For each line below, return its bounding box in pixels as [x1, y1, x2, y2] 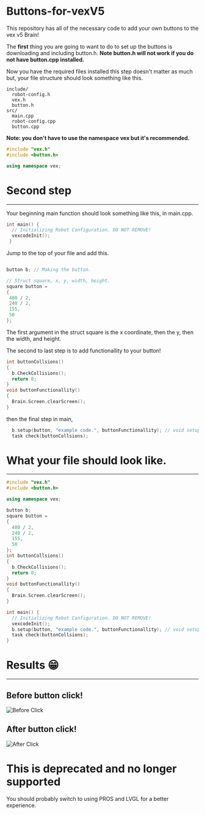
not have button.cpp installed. [6, 56, 84, 63]
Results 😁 [6, 658, 59, 672]
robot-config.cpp [12, 118, 56, 124]
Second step [6, 184, 72, 197]
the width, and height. [6, 335, 62, 342]
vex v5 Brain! [6, 31, 40, 38]
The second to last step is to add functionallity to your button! [6, 347, 161, 354]
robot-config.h [12, 91, 51, 97]
